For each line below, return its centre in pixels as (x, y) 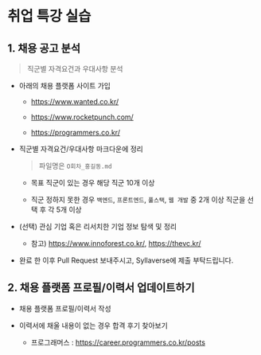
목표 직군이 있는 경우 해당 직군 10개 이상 (93, 183)
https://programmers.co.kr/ (76, 133)
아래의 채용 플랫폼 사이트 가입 (64, 86)
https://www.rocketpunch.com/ (82, 117)
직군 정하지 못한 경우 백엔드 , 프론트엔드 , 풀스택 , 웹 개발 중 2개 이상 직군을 (138, 199)
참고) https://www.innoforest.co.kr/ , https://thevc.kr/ (116, 243)
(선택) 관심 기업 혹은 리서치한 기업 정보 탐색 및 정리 (97, 226)
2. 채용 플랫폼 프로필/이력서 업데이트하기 (101, 288)
